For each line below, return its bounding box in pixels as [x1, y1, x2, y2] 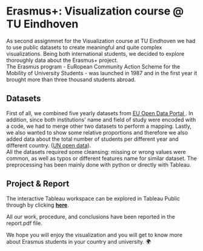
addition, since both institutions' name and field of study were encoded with [6, 116, 196, 123]
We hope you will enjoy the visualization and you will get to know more [6, 231, 183, 238]
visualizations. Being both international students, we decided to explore [6, 50, 185, 57]
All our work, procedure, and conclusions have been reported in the [6, 213, 176, 220]
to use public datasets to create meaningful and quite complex [6, 44, 162, 51]
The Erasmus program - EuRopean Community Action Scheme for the [6, 62, 181, 70]
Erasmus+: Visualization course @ [6, 4, 184, 18]
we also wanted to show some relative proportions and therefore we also [6, 129, 188, 136]
